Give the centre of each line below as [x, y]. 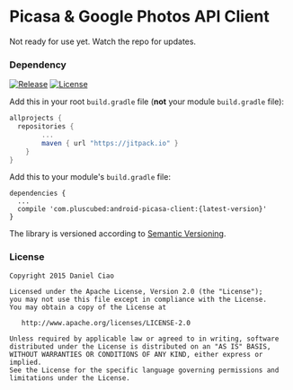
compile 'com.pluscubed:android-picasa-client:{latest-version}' [142, 209]
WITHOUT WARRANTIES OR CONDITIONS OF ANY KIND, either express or [136, 354]
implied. [26, 362]
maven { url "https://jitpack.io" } [110, 143]
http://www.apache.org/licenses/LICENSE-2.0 [106, 323]
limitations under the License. [70, 378]
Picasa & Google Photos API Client [139, 17]
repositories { [46, 127]
